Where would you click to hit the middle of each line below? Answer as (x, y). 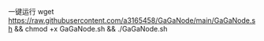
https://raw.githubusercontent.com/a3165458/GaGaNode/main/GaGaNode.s (132, 20)
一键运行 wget (31, 11)
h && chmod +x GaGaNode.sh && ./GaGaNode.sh (88, 29)
